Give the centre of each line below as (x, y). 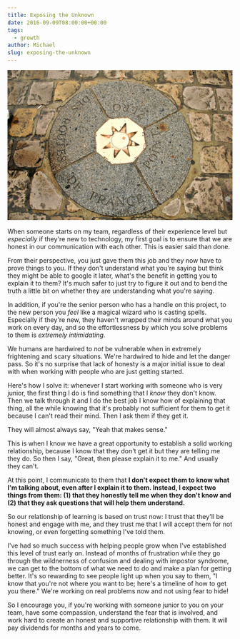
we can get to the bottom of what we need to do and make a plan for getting (120, 568)
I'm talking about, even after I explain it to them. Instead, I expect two (112, 487)
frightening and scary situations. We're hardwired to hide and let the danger (119, 356)
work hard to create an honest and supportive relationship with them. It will (117, 620)
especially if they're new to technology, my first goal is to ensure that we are (120, 238)
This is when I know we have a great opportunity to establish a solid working (120, 443)
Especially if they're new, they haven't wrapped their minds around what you (120, 319)
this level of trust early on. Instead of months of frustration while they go (114, 553)
